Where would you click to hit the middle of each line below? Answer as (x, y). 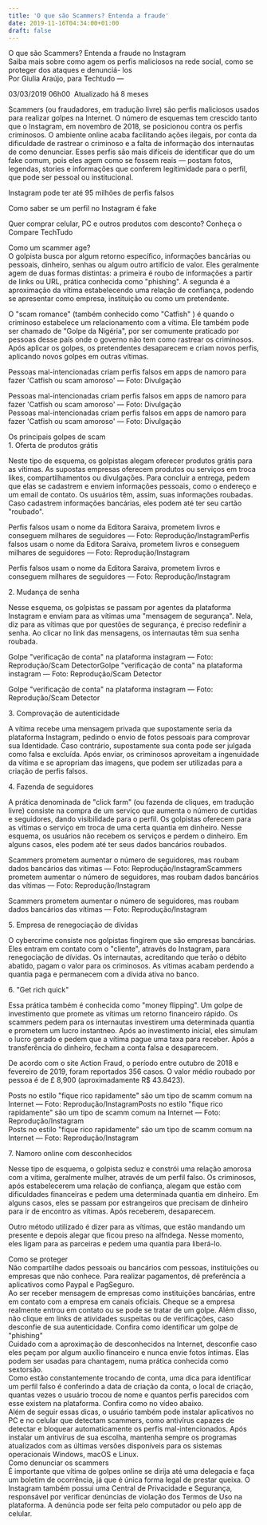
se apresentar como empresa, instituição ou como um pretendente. (119, 299)
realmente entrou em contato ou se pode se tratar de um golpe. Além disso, (133, 1310)
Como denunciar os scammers (59, 1463)
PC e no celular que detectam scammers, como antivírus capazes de (122, 1420)
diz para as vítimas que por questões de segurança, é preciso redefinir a (128, 624)
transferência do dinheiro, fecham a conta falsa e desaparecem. (114, 1048)
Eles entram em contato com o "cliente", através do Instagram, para (120, 949)
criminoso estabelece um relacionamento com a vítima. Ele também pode (129, 323)
